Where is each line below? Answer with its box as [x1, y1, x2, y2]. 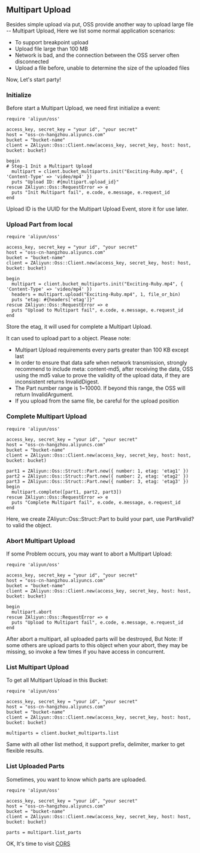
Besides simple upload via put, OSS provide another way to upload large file [6, 20, 193, 28]
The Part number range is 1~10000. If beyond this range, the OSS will [14, 385, 186, 392]
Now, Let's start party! [6, 76, 61, 83]
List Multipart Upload [6, 663, 69, 671]
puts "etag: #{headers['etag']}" [11, 297, 95, 303]
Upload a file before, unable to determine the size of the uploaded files [14, 64, 190, 71]
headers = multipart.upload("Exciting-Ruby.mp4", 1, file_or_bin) [11, 292, 181, 298]
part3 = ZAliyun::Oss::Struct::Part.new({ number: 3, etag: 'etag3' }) [6, 478, 189, 485]
